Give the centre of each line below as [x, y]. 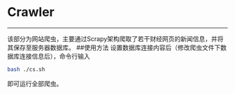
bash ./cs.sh [26, 69]
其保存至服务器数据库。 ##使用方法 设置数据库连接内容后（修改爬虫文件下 [114, 47]
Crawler [31, 12]
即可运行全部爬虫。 [35, 84]
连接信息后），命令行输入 [55, 56]
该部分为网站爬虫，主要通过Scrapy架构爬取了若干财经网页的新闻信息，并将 [115, 38]
